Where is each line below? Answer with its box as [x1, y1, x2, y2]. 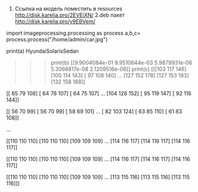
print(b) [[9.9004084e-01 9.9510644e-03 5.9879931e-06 [50, 59, 193, 66]
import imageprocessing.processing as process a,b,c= [6, 29, 141, 37]
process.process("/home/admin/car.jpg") [6, 36, 108, 43]
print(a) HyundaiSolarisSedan [6, 47, 79, 55]
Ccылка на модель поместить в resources [14, 5, 123, 12]
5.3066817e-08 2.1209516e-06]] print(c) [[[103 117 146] [50, 65, 187, 73]
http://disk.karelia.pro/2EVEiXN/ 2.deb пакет [14, 11, 125, 19]
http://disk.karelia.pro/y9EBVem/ [14, 18, 96, 25]
